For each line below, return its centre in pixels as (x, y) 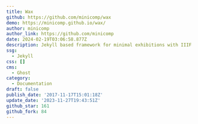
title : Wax (20, 12)
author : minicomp (28, 28)
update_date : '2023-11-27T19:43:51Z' (53, 100)
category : (19, 78)
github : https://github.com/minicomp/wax (59, 17)
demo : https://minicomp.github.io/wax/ (56, 23)
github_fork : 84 (26, 111)
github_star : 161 (28, 106)
